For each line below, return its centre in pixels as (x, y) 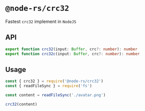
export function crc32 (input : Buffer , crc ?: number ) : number (71, 49)
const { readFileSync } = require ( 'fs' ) (49, 86)
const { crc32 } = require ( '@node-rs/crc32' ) (54, 81)
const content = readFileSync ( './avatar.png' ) (55, 95)
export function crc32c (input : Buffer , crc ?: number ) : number (72, 54)
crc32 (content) (21, 104)
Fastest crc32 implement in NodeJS (41, 21)
